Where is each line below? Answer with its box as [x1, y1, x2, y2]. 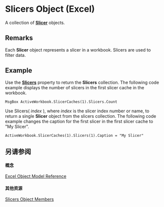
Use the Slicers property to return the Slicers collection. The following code [5, 79, 160, 85]
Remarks [5, 34, 33, 42]
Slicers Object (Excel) [5, 3, 95, 15]
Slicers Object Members [5, 196, 54, 202]
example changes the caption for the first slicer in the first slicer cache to [5, 118, 153, 124]
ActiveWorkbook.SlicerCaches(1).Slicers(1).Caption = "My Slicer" [5, 133, 144, 138]
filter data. [5, 52, 26, 58]
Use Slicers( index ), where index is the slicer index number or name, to [5, 108, 150, 114]
